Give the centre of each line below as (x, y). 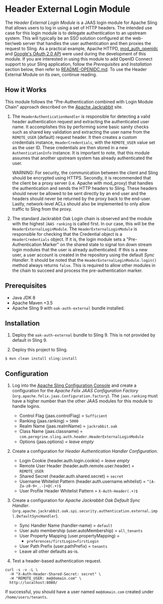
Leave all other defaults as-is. (49, 552)
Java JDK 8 (24, 297)
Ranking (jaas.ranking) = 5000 (49, 421)
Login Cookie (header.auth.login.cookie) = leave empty (74, 461)
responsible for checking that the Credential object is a (67, 234)
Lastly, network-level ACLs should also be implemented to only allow (81, 203)
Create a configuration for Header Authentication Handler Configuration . (85, 451)
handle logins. (26, 406)
